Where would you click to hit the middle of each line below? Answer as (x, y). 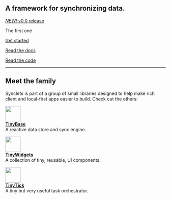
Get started (17, 40)
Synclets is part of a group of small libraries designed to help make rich (80, 93)
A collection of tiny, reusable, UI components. (53, 160)
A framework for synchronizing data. (65, 8)
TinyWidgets (19, 155)
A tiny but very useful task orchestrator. (47, 190)
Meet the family (31, 81)
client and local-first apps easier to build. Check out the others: (72, 98)
